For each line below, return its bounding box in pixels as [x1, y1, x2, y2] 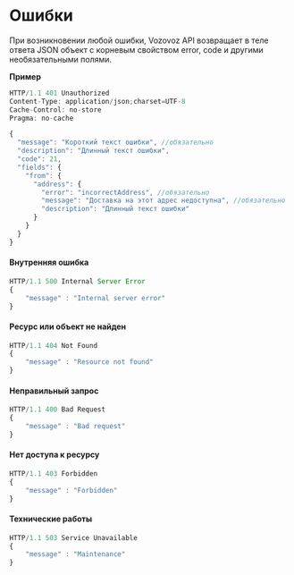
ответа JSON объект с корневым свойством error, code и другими [9, 44, 264, 55]
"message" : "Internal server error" [25, 293, 166, 302]
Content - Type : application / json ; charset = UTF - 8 [9, 97, 186, 106]
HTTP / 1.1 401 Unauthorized [9, 89, 110, 97]
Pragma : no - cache [9, 114, 74, 123]
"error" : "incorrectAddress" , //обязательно [41, 188, 210, 197]
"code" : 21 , [17, 155, 63, 164]
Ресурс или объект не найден [9, 321, 127, 332]
